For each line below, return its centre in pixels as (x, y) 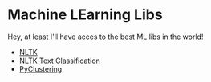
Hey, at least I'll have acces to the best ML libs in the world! (105, 37)
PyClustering (41, 68)
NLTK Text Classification (60, 61)
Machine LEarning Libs (85, 15)
